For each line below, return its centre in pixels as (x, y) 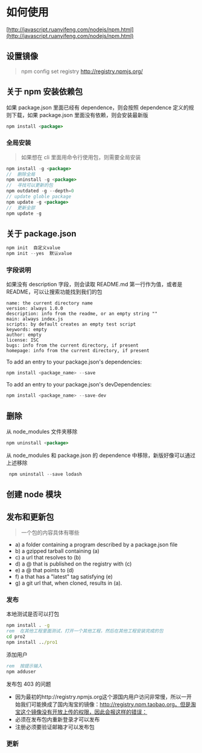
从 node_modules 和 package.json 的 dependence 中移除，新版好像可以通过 (101, 455)
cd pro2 (16, 637)
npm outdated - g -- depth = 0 (40, 191)
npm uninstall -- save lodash (46, 474)
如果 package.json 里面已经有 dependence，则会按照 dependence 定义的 (97, 107)
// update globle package (39, 197)
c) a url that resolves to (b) (48, 557)
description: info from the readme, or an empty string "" (82, 314)
